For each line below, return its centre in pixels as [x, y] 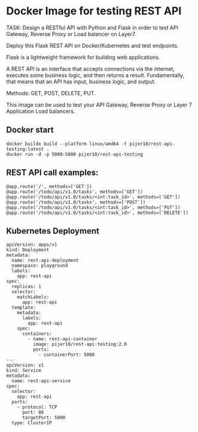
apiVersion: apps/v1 [32, 245]
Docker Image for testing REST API [94, 11]
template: [24, 308]
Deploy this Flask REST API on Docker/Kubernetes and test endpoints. [92, 46]
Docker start [30, 130]
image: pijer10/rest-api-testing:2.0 [80, 345]
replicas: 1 [27, 287]
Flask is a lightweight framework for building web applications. [83, 57]
